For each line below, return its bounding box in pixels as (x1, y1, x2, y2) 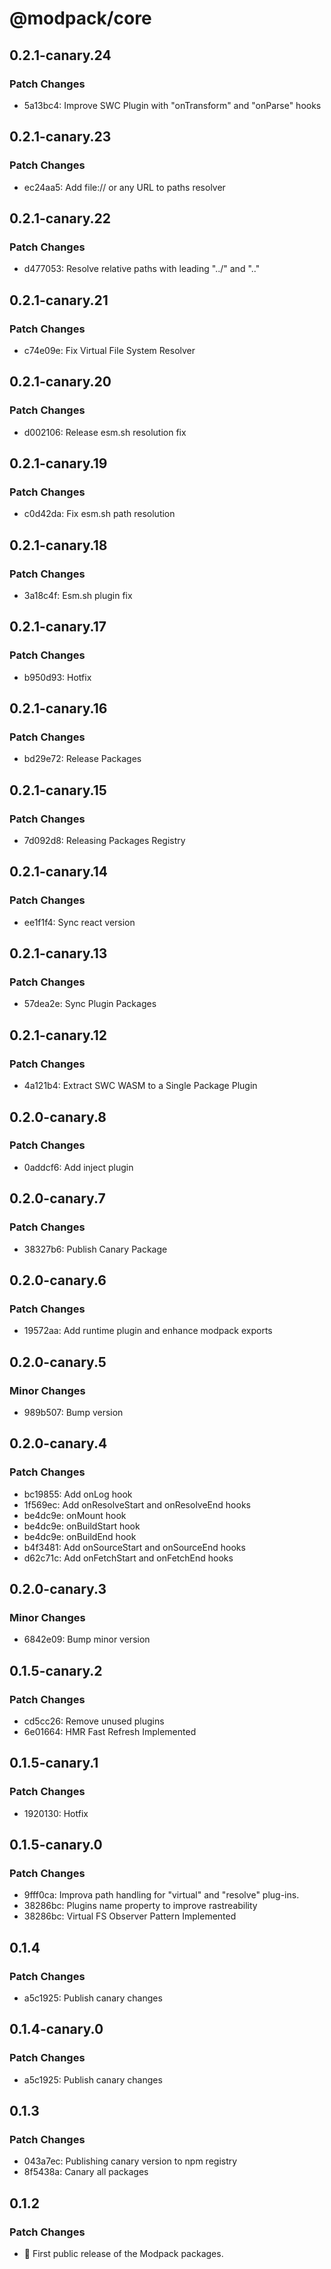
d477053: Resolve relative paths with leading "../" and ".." (23, 263, 261, 275)
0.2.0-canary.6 (9, 1272, 107, 1289)
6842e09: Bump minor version (23, 1633, 151, 1646)
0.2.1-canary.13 (9, 945, 108, 962)
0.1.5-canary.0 (9, 1837, 103, 1854)
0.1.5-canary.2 (9, 1662, 103, 1679)
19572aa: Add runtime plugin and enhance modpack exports (23, 1325, 273, 1337)
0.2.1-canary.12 (9, 1027, 107, 1044)
